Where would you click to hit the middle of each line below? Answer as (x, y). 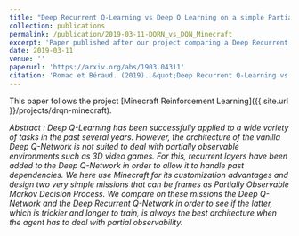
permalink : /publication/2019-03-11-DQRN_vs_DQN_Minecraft (121, 34)
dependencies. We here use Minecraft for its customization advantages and (149, 175)
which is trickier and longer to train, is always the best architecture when (143, 212)
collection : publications (57, 26)
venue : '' (28, 59)
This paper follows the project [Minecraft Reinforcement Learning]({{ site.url (149, 101)
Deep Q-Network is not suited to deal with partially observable (125, 146)
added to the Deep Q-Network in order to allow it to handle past (127, 165)
